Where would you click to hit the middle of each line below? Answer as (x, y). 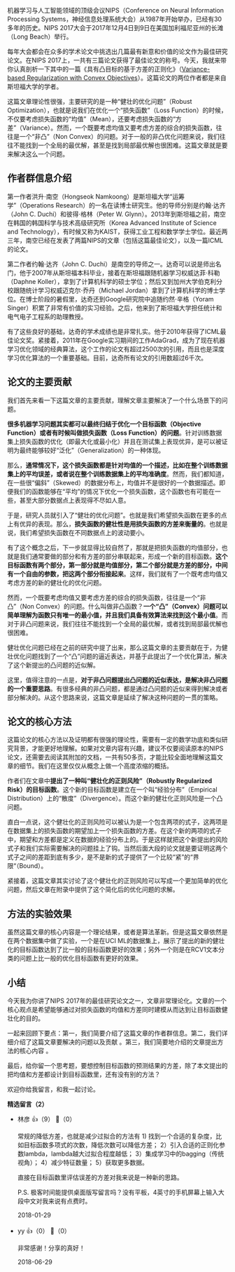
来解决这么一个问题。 (38, 154)
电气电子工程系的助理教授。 (47, 316)
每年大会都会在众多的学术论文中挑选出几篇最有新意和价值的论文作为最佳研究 (117, 52)
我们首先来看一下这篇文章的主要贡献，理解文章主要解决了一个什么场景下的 (114, 400)
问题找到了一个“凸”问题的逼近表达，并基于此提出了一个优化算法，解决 (126, 656)
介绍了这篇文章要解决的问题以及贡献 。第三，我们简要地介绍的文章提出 (115, 1042)
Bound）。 (33, 866)
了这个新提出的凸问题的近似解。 (53, 665)
